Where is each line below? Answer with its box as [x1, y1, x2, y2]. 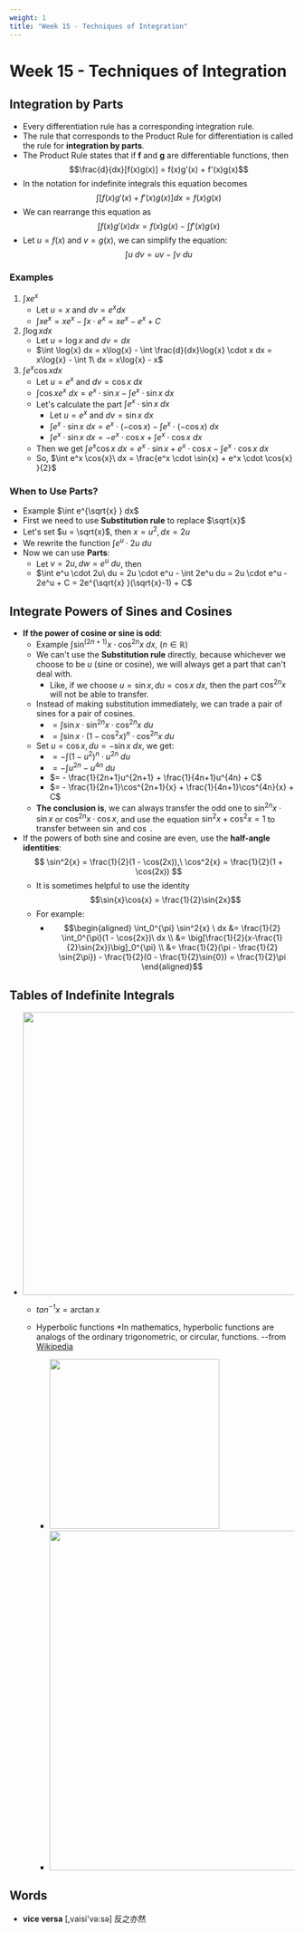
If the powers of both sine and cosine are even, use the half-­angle [22, 832, 271, 843]
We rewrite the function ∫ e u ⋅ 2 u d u [22, 535, 152, 548]
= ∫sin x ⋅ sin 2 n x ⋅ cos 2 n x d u [52, 717, 154, 730]
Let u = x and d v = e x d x [35, 303, 127, 315]
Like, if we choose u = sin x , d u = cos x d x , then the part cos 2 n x [49, 678, 287, 690]
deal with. [35, 668, 73, 679]
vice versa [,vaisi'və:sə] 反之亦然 [22, 1913, 147, 1924]
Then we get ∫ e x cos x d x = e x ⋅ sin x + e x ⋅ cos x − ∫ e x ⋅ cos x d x [35, 441, 270, 454]
